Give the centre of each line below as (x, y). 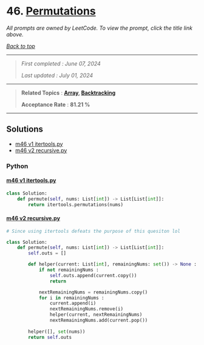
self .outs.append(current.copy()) (93, 275)
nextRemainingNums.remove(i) (86, 309)
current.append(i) (73, 303)
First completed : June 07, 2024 (61, 63)
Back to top (21, 46)
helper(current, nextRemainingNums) (96, 315)
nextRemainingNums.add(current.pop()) (99, 320)
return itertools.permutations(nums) (76, 204)
